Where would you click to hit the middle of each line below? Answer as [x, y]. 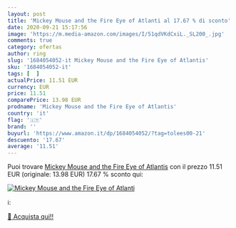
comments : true [30, 41]
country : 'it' [29, 113]
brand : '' [22, 126]
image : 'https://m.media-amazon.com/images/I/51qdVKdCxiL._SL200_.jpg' [116, 34]
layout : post [27, 14]
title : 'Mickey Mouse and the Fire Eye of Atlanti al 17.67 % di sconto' [119, 21]
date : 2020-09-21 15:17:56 [47, 27]
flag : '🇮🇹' [25, 120]
